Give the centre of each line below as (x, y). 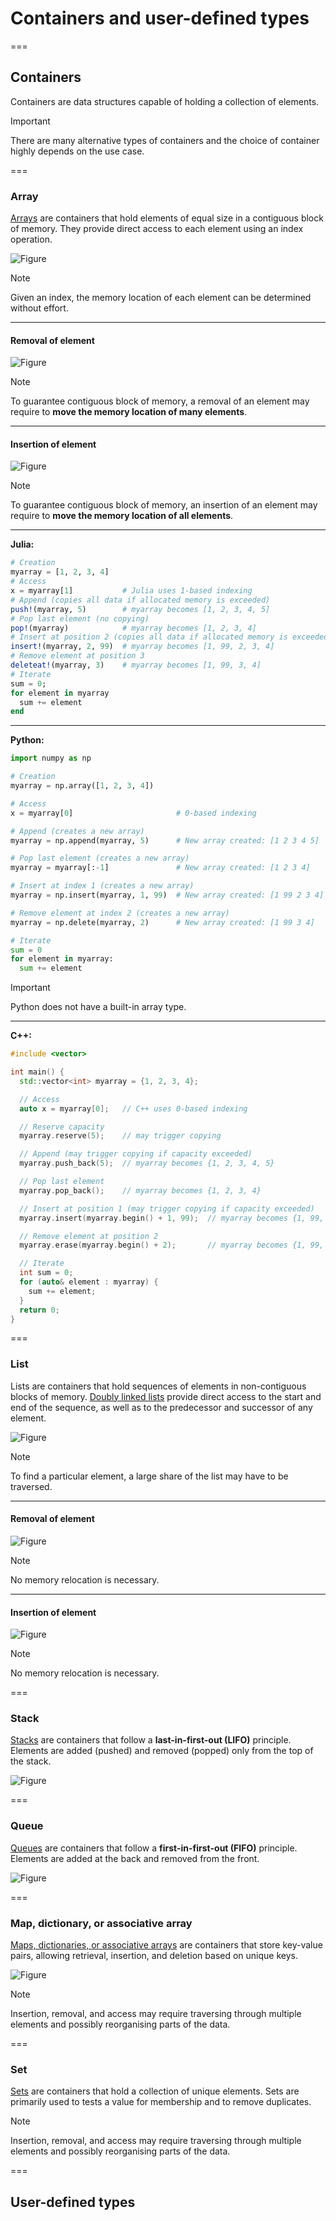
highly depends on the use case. (77, 151)
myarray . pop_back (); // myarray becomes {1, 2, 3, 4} (140, 1190)
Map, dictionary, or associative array (101, 1923)
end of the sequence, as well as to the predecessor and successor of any (161, 1407)
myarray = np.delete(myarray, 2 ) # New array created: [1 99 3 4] (162, 922)
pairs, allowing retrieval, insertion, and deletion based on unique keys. (154, 1956)
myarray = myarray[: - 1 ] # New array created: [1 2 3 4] (160, 868)
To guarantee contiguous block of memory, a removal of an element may (160, 401)
